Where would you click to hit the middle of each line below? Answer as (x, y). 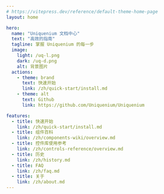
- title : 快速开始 (32, 121)
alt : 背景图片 (33, 66)
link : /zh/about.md (41, 182)
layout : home (22, 17)
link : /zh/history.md (43, 160)
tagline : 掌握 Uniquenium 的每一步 (53, 44)
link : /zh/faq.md (38, 171)
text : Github (38, 100)
